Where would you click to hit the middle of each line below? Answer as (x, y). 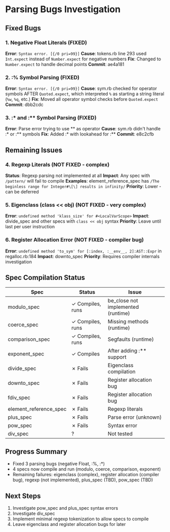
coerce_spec (23, 325)
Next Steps (23, 496)
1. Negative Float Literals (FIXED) (46, 43)
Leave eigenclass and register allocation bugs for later (69, 524)
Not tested (120, 434)
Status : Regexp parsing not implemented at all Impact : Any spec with (78, 175)
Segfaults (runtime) (131, 339)
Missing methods (128, 322)
